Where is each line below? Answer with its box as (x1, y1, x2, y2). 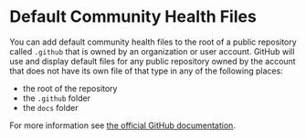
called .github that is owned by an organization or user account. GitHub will (9, 45, 295, 56)
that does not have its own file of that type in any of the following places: (9, 65, 283, 76)
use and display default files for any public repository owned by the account (9, 55, 296, 66)
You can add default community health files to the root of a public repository (9, 36, 297, 47)
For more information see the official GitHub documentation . (9, 120, 236, 131)
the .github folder (22, 93, 91, 104)
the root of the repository (22, 83, 118, 94)
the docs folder (22, 102, 79, 113)
